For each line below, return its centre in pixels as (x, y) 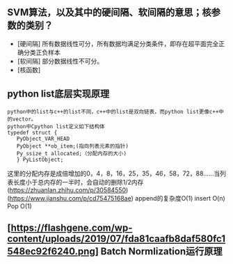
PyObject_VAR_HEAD (43, 139)
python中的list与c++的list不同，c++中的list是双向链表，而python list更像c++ (113, 111)
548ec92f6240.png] (53, 252)
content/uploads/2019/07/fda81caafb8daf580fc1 (116, 239)
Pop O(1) (20, 206)
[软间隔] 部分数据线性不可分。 (60, 61)
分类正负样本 (42, 52)
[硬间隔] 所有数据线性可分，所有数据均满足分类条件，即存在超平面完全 (118, 43)
